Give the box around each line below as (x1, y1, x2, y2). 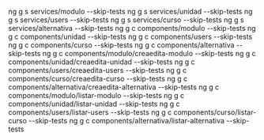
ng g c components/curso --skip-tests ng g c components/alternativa (8, 40, 235, 50)
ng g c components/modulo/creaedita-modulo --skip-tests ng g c (42, 49, 256, 58)
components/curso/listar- (173, 108, 257, 117)
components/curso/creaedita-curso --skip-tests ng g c (8, 74, 188, 83)
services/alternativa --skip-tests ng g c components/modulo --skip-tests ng (8, 24, 256, 32)
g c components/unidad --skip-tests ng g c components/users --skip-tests (8, 32, 253, 41)
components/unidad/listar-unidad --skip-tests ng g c (8, 99, 180, 108)
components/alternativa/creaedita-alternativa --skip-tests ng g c (8, 82, 220, 92)
